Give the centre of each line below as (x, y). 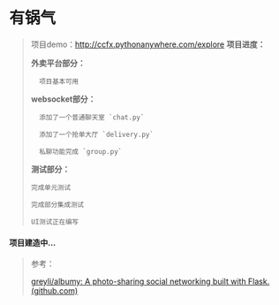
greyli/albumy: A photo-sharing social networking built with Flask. (150, 282)
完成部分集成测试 (57, 204)
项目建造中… (33, 242)
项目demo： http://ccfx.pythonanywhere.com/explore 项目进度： (148, 44)
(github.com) (54, 291)
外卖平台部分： (58, 63)
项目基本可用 (59, 81)
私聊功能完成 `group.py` (81, 151)
